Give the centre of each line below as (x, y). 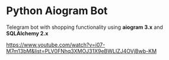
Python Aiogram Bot (57, 11)
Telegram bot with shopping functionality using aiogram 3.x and (84, 27)
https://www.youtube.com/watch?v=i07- (56, 45)
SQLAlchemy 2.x (27, 33)
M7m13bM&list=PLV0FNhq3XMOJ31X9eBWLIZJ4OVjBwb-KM (82, 51)
